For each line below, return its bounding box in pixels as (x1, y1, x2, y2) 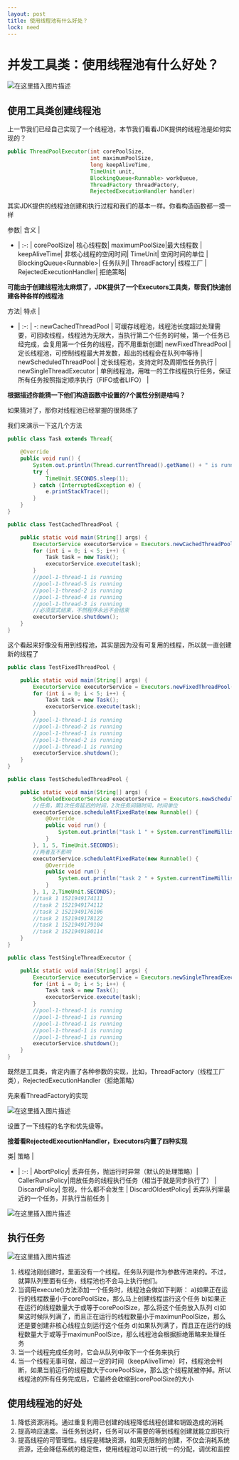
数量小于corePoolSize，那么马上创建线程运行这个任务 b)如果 (42, 1294, 221, 1303)
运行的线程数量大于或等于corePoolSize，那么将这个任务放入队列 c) (23, 1303, 221, 1312)
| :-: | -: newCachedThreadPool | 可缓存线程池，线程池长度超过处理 (17, 322, 215, 331)
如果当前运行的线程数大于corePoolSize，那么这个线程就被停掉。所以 (30, 1365, 231, 1374)
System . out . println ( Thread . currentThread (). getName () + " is (33, 461, 218, 468)
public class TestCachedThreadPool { (7, 520, 119, 528)
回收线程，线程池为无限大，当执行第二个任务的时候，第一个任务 (36, 331, 224, 340)
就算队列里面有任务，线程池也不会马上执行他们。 (17, 1276, 161, 1285)
